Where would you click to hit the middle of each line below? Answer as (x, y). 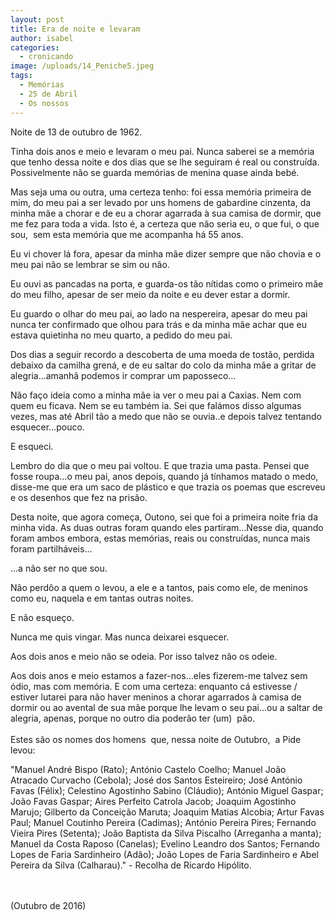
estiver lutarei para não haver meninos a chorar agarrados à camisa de (156, 697)
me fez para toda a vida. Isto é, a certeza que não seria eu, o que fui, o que (165, 223)
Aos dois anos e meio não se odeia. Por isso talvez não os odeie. (144, 656)
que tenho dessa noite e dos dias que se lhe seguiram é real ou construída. (165, 162)
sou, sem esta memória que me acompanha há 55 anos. (127, 234)
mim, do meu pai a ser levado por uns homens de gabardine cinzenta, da (161, 202)
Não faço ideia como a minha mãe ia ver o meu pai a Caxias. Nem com (156, 395)
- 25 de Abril (48, 94)
